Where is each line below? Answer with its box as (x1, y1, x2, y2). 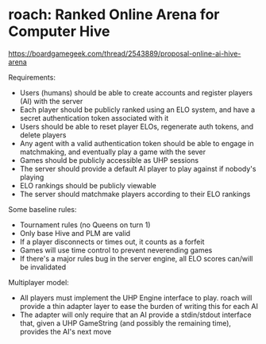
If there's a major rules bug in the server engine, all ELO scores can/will (19, 253, 253, 263)
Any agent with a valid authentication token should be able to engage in (19, 138, 254, 148)
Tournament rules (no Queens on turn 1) (19, 220, 151, 230)
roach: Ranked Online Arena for (8, 6, 220, 24)
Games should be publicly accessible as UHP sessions (19, 155, 199, 164)
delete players (19, 129, 67, 140)
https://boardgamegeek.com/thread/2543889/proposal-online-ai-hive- (8, 48, 241, 58)
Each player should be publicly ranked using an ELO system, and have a (19, 105, 256, 114)
